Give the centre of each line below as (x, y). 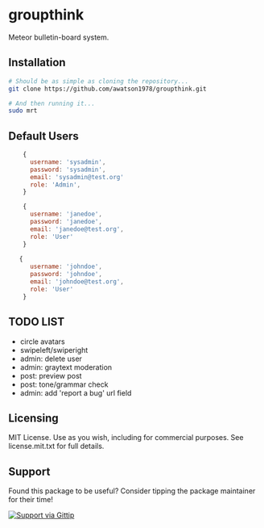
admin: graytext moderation (66, 367)
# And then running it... (52, 103)
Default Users (43, 136)
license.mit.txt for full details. (56, 446)
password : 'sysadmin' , (68, 170)
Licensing (33, 418)
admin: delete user (51, 358)
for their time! (31, 500)
